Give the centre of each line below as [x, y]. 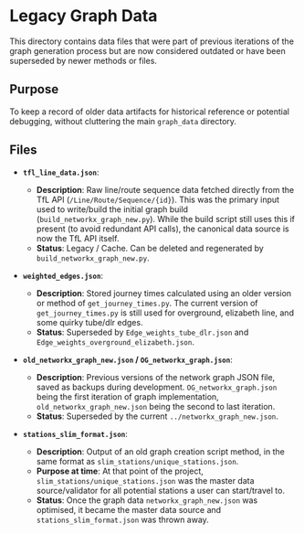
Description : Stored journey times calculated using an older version [164, 293]
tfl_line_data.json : [61, 172]
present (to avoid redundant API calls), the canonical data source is [162, 229]
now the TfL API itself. [78, 238]
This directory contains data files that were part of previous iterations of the [152, 41]
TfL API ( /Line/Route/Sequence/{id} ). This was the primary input [158, 199]
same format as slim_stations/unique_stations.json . [137, 461]
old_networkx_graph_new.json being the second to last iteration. [156, 406]
